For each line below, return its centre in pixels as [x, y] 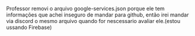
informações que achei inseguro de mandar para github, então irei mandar [97, 15]
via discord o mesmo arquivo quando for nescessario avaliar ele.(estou [93, 21]
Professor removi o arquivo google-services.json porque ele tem [86, 9]
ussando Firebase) [29, 27]
